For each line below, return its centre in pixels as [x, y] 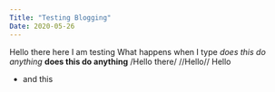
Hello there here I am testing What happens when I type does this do [137, 51]
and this [38, 78]
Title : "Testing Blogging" [60, 18]
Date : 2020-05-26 [42, 26]
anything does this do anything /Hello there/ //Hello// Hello [120, 61]
